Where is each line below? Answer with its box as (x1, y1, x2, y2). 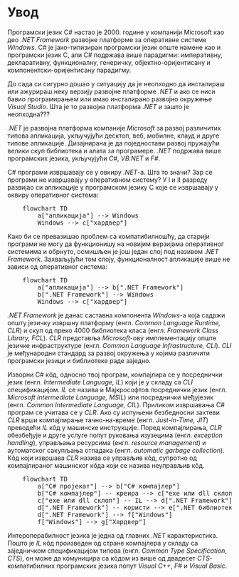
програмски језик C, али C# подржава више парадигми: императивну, (7, 51, 223, 59)
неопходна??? (7, 110, 50, 118)
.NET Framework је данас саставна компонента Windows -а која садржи (7, 311, 225, 320)
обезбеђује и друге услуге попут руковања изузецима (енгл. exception (7, 431, 223, 439)
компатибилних (7, 561, 55, 570)
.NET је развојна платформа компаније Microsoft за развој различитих (7, 123, 222, 132)
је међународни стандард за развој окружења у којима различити (7, 349, 211, 357)
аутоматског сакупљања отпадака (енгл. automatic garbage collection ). (7, 446, 225, 454)
